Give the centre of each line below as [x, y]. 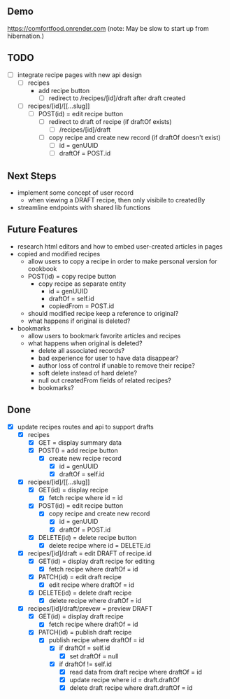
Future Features [43, 229]
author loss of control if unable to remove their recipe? [117, 365]
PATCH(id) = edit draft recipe [80, 576]
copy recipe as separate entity [82, 284]
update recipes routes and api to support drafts [85, 427]
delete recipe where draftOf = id [95, 601]
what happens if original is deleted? [79, 321]
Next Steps [32, 175]
